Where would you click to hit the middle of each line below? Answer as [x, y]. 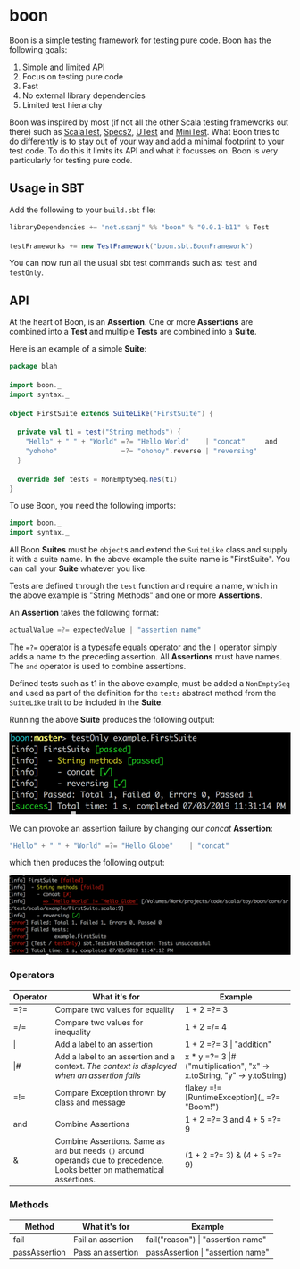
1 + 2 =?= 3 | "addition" [228, 1044]
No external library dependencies [83, 95]
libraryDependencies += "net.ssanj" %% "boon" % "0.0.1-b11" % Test [139, 227]
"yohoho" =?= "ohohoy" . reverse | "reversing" [141, 452]
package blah [33, 367]
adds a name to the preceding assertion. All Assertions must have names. [146, 657]
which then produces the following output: [87, 863]
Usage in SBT [47, 188]
